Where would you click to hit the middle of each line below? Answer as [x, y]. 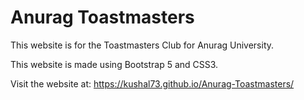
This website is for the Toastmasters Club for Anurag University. [142, 45]
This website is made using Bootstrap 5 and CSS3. [114, 64]
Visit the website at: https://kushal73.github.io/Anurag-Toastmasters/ [152, 83]
